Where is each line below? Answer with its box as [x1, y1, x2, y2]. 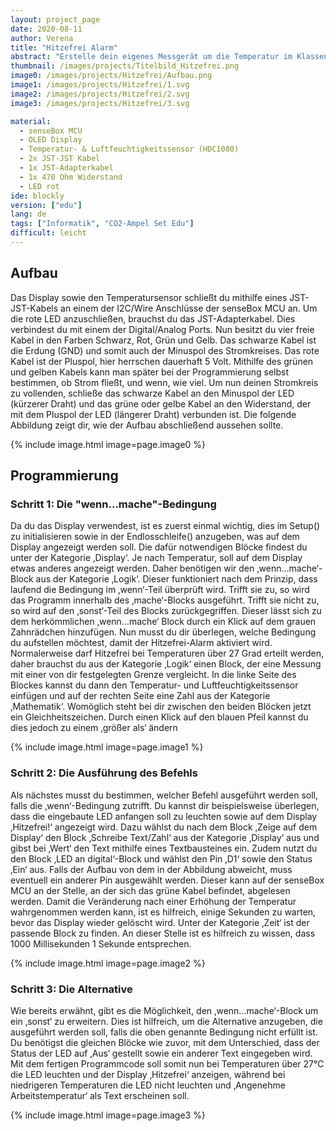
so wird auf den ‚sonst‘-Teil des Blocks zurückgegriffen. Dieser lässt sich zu [10, 605, 322, 617]
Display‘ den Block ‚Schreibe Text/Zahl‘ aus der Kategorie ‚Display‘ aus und [10, 831, 320, 843]
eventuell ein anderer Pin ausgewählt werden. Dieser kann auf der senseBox [10, 874, 325, 886]
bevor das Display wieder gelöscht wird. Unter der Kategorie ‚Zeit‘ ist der [10, 916, 310, 928]
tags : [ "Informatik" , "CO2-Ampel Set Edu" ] [10, 219, 195, 229]
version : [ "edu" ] [10, 200, 83, 210]
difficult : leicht [10, 228, 87, 238]
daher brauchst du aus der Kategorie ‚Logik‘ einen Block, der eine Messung [10, 658, 322, 670]
